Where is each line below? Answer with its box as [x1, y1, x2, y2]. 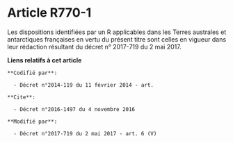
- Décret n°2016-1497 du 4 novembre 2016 [13, 106, 136, 112]
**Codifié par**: [7, 69, 58, 76]
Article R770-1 [7, 5, 92, 21]
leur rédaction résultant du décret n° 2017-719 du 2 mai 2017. [7, 42, 182, 51]
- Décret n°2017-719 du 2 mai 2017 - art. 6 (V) [13, 130, 157, 137]
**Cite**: [7, 94, 36, 101]
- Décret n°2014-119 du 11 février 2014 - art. [13, 81, 154, 88]
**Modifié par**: [7, 118, 58, 125]
